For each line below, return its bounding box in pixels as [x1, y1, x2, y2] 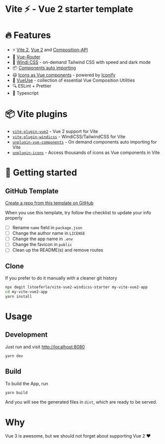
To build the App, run [5, 380, 48, 386]
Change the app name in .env [12, 236, 73, 242]
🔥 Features [5, 30, 51, 41]
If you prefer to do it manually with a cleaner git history [5, 275, 118, 281]
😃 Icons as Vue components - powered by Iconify [12, 72, 116, 78]
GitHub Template [5, 187, 59, 195]
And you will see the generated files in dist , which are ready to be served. [5, 399, 158, 405]
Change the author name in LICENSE [12, 230, 85, 236]
